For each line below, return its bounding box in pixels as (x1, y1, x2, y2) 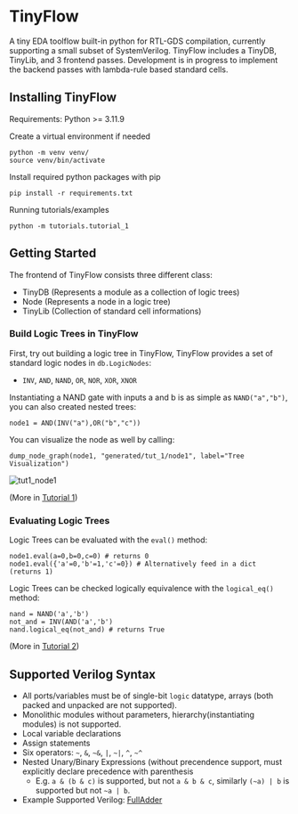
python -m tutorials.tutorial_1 (9, 221, 129, 231)
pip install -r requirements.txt (9, 189, 133, 198)
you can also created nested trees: (9, 401, 136, 411)
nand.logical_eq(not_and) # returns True (9, 625, 165, 634)
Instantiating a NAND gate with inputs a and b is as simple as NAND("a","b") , (9, 392, 288, 403)
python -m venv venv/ (9, 148, 90, 157)
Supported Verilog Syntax (9, 666, 157, 682)
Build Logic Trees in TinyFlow (9, 328, 139, 340)
